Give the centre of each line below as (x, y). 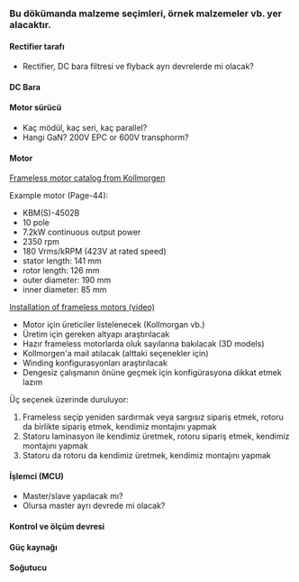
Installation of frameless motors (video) (82, 307)
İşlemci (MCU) (37, 476)
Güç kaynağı (33, 547)
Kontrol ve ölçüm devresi (57, 526)
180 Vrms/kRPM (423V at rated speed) (94, 252)
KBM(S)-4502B (51, 213)
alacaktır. (30, 24)
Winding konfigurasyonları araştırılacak (95, 363)
